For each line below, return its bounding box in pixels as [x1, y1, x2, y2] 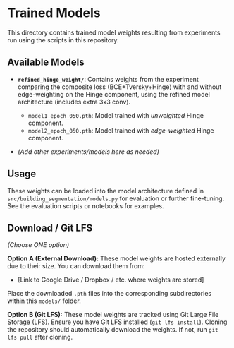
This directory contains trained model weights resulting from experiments [7, 28, 221, 37]
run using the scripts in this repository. [7, 35, 119, 44]
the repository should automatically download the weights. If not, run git [7, 325, 218, 334]
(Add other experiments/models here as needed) [17, 147, 160, 156]
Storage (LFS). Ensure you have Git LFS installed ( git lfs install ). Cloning [7, 318, 228, 326]
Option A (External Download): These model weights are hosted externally [7, 254, 226, 263]
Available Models [7, 56, 85, 68]
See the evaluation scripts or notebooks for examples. [7, 201, 164, 210]
